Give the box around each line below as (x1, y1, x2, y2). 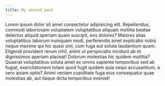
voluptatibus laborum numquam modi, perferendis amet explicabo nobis (5, 37, 156, 44)
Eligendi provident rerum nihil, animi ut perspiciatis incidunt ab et (5, 48, 141, 54)
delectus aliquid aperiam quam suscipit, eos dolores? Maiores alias (5, 32, 146, 38)
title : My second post (5, 7, 53, 13)
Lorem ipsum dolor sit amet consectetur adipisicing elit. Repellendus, (5, 21, 150, 27)
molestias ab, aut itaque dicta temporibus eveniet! (5, 75, 110, 81)
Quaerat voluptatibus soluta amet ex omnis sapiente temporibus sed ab (5, 59, 155, 65)
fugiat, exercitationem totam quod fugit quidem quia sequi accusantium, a (5, 64, 160, 70)
